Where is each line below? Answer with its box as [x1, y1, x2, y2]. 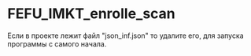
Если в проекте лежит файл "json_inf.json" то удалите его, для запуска [7, 31, 245, 40]
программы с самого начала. [7, 39, 107, 48]
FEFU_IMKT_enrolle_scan [7, 5, 176, 23]
